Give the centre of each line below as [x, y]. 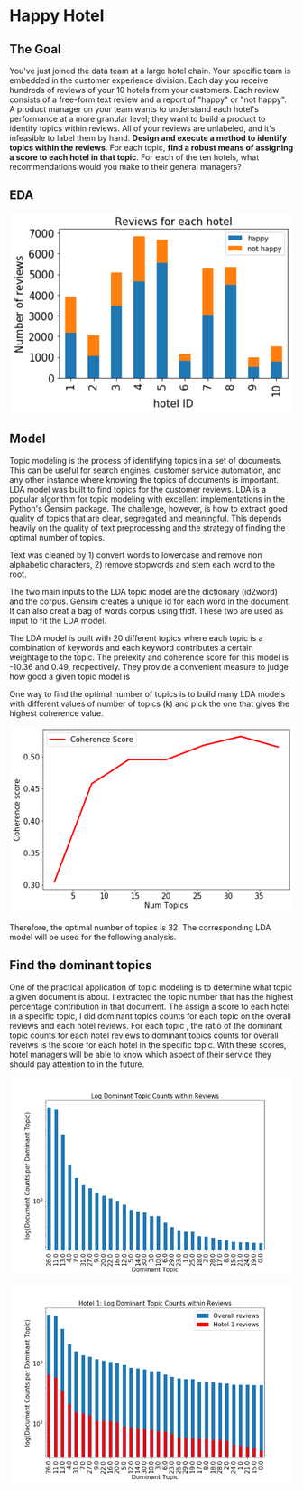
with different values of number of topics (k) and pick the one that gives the [150, 703]
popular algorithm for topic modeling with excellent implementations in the [147, 499]
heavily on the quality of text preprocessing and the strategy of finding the [147, 528]
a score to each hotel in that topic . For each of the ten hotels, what [134, 157]
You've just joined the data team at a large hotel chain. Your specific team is [150, 71]
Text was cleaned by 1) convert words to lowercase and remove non [136, 555]
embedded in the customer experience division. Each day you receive [139, 80]
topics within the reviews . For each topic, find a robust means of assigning [151, 147]
